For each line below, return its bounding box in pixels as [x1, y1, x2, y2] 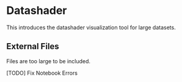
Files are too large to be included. [6, 57, 90, 64]
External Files [6, 41, 59, 52]
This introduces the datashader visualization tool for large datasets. [6, 24, 176, 31]
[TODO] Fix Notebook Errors [6, 69, 78, 77]
